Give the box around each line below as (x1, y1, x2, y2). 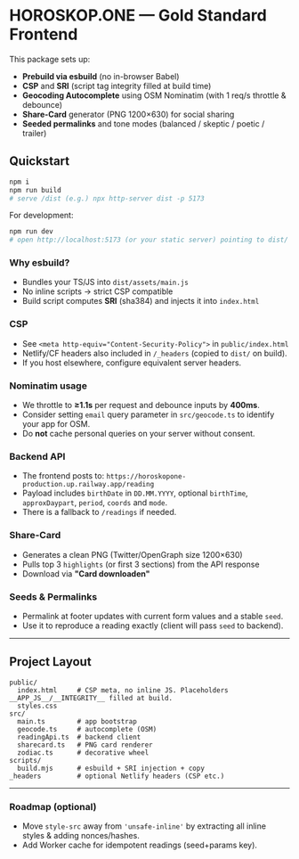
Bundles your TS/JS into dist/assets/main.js (21, 277, 190, 288)
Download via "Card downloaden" (21, 568, 150, 579)
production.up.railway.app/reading (21, 480, 155, 489)
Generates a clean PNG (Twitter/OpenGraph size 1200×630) (21, 549, 243, 560)
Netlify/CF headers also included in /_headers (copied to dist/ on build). (21, 348, 287, 358)
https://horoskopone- (106, 472, 187, 481)
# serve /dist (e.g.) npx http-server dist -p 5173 (9, 193, 205, 203)
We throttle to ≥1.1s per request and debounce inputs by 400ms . (21, 400, 260, 411)
